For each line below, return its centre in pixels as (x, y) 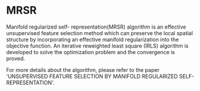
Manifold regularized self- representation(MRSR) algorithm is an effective (96, 27)
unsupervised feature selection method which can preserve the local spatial (99, 33)
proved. (16, 58)
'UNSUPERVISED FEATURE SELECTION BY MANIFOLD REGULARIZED (92, 76)
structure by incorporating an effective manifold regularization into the (93, 39)
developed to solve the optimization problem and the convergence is (90, 52)
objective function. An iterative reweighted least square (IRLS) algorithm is (98, 46)
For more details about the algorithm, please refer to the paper (83, 70)
